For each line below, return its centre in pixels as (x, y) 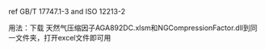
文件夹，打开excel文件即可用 (63, 38)
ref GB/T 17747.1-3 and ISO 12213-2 (67, 12)
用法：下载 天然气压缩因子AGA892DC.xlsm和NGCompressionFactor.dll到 (129, 28)
